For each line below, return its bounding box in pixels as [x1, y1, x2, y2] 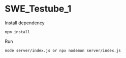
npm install [5, 29, 30, 34]
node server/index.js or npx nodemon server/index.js [5, 48, 121, 53]
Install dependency [5, 20, 45, 26]
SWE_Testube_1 [5, 3, 72, 15]
